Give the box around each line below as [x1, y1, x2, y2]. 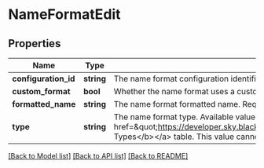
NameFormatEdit [8, 5, 121, 24]
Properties [8, 37, 61, 50]
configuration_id [12, 73, 75, 84]
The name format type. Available [113, 111, 234, 122]
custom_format [12, 86, 71, 97]
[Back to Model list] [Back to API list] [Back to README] [8, 152, 189, 160]
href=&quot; [113, 122, 159, 132]
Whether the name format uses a [113, 86, 236, 97]
